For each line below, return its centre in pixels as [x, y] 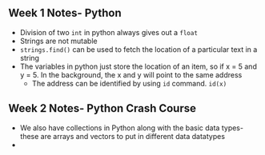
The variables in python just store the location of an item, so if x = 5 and [139, 66]
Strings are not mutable [58, 41]
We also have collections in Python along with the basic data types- [132, 128]
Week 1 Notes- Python [65, 13]
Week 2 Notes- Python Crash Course [102, 108]
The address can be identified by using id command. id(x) [129, 83]
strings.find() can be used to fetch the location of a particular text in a [139, 49]
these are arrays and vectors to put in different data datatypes [122, 136]
